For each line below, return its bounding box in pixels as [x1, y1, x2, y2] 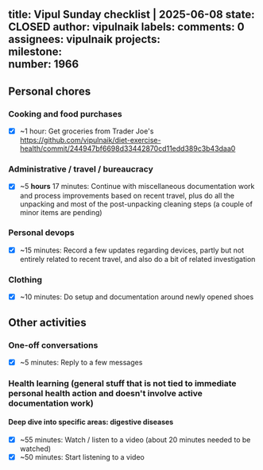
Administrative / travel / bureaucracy [8, 164, 153, 175]
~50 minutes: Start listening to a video [19, 453, 145, 462]
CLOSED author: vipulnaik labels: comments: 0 [8, 21, 245, 34]
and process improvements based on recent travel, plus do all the [19, 191, 235, 200]
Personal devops [8, 227, 75, 238]
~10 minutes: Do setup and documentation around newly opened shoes [19, 292, 254, 302]
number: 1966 [8, 57, 79, 71]
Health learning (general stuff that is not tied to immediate [8, 378, 237, 389]
